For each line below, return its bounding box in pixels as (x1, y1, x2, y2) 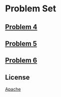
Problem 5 (5, 39, 37, 48)
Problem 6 (5, 56, 37, 65)
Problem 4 (5, 23, 38, 31)
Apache (5, 86, 21, 92)
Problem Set (5, 3, 57, 14)
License (5, 73, 30, 82)
